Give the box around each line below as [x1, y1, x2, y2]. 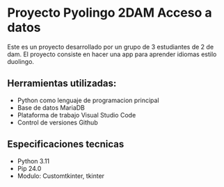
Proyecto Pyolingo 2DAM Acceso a [7, 5, 212, 21]
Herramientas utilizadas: [7, 78, 117, 90]
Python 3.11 [17, 156, 50, 165]
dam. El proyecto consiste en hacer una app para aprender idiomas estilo [7, 50, 217, 58]
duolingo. [7, 57, 35, 65]
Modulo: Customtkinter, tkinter [17, 172, 105, 180]
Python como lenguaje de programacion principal [17, 96, 159, 104]
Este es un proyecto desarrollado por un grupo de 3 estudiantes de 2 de [7, 42, 214, 51]
